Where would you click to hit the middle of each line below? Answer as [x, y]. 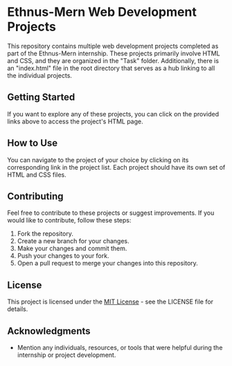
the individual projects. [40, 75]
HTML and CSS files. [37, 175]
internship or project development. [66, 355]
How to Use [33, 143]
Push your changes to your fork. [63, 256]
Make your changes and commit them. [72, 249]
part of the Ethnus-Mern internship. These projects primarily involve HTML [114, 53]
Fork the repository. [45, 234]
